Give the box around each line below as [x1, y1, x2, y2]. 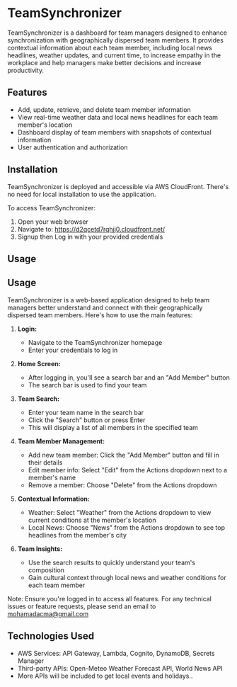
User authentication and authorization [17, 143, 129, 152]
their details [28, 458, 63, 467]
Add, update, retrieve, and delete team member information [17, 105, 191, 114]
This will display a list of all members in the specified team [28, 423, 198, 431]
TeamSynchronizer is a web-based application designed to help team [7, 295, 210, 304]
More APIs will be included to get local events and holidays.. [17, 671, 193, 680]
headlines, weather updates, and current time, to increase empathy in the [7, 51, 221, 59]
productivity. [7, 66, 45, 74]
